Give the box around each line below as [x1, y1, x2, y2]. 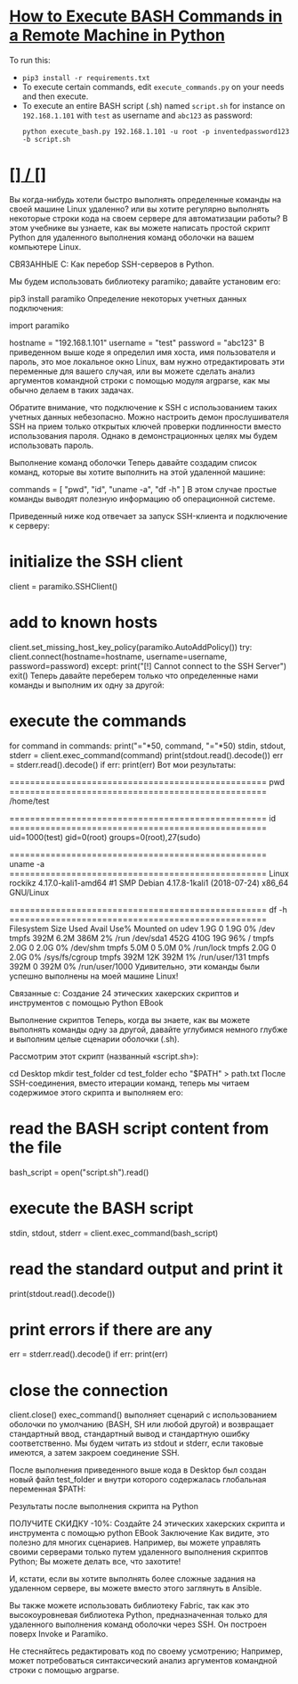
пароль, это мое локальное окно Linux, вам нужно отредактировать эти [9, 356, 285, 367]
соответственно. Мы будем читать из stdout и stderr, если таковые [9, 1438, 264, 1449]
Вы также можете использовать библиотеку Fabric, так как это [9, 1600, 250, 1611]
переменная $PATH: [9, 1483, 86, 1495]
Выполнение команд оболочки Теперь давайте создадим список [9, 457, 258, 467]
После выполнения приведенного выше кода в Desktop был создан [9, 1465, 267, 1475]
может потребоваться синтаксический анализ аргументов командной [9, 1655, 278, 1666]
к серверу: [9, 520, 51, 531]
